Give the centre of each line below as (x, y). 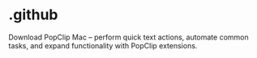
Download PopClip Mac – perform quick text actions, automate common (128, 37)
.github (33, 15)
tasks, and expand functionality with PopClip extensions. (103, 45)
